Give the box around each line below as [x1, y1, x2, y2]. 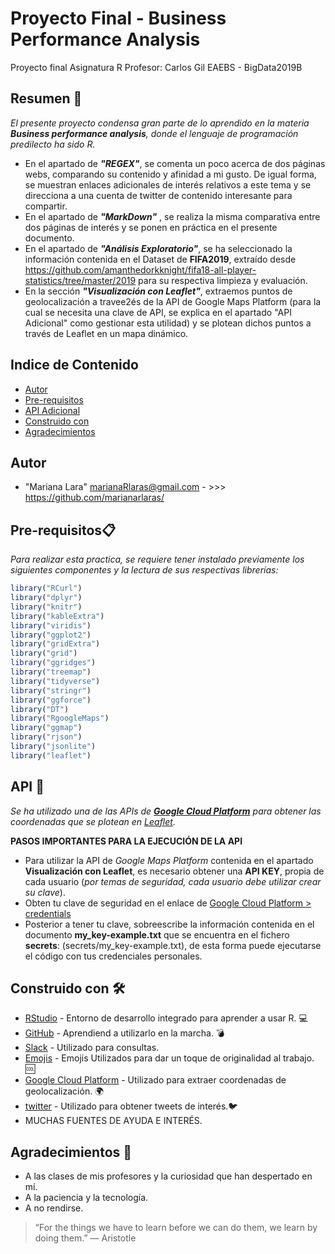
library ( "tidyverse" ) [10, 676, 101, 686]
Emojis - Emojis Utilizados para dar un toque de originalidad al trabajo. [24, 1052, 315, 1064]
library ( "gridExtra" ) [10, 639, 101, 649]
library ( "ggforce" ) [10, 695, 92, 705]
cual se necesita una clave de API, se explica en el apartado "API [24, 306, 292, 318]
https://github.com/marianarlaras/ [24, 492, 165, 504]
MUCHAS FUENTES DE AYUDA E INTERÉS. [24, 1115, 203, 1127]
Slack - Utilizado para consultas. [24, 1042, 160, 1054]
